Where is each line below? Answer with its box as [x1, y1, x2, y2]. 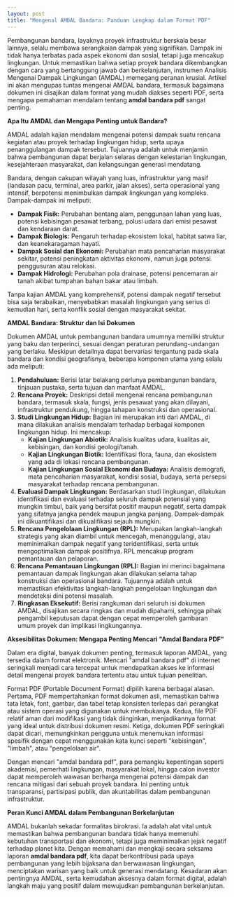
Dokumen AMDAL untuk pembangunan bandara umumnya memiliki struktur [7, 332, 225, 341]
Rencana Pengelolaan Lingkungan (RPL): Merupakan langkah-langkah [17, 524, 223, 533]
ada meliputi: [7, 362, 45, 370]
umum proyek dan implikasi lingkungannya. [17, 621, 142, 629]
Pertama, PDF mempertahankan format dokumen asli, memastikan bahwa [7, 692, 219, 700]
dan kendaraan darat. [17, 224, 80, 233]
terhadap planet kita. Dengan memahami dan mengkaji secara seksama [7, 844, 213, 852]
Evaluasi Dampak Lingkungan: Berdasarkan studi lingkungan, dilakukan [17, 487, 226, 495]
